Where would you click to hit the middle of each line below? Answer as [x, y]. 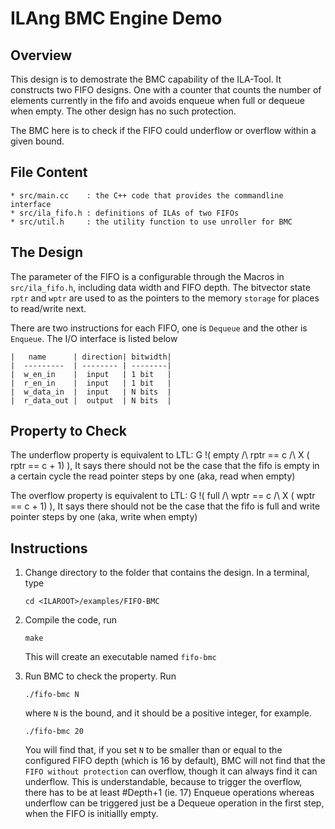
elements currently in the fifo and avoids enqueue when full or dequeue [157, 100]
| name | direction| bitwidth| [91, 357]
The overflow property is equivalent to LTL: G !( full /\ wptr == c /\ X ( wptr [163, 496]
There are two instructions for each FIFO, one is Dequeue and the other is [159, 328]
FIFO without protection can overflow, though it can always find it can [171, 771]
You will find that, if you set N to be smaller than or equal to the [153, 750]
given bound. [37, 141]
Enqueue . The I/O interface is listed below [94, 338]
